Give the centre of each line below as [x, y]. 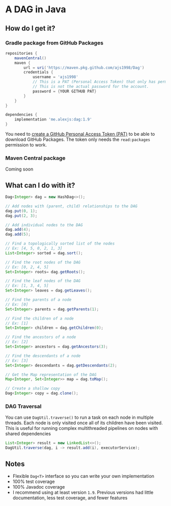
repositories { [21, 53]
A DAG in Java [36, 9]
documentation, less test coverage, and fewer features [70, 498]
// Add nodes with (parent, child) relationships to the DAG [72, 206]
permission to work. [26, 145]
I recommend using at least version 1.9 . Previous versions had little [83, 492]
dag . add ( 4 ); [18, 230]
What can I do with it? [40, 185]
